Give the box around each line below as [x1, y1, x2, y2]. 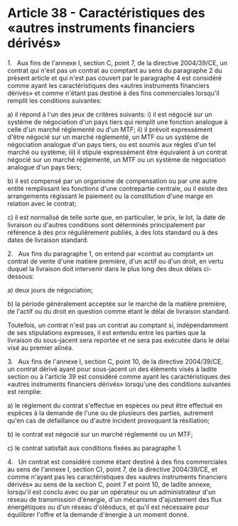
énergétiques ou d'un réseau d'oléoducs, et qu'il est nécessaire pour [7, 503, 210, 511]
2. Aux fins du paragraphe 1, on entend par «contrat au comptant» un [7, 249, 214, 258]
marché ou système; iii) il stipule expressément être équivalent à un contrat [7, 148, 227, 156]
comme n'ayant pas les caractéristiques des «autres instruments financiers [7, 472, 227, 481]
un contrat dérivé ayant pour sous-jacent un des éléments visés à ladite [7, 364, 217, 373]
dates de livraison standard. [7, 236, 89, 244]
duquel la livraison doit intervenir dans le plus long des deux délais [7, 264, 202, 273]
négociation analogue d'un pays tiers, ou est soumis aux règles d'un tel [7, 140, 216, 148]
